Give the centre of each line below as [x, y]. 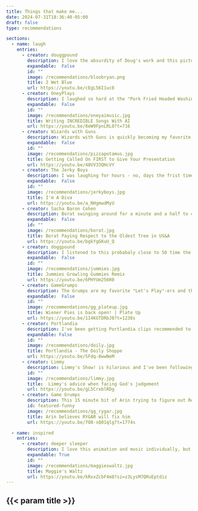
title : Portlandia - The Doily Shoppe [75, 351]
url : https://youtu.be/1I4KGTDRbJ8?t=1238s [81, 318]
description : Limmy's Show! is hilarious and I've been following [110, 367]
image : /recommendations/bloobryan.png [76, 77]
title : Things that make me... [44, 11]
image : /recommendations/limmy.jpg [71, 378]
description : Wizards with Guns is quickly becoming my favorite [109, 137]
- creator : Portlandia [49, 324]
